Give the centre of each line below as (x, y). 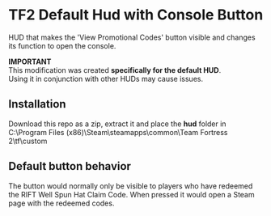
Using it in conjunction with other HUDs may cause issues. (106, 78)
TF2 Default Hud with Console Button (136, 15)
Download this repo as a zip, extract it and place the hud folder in (117, 124)
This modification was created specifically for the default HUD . (115, 70)
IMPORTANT (30, 61)
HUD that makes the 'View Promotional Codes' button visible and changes (132, 37)
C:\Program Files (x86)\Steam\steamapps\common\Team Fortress (118, 132)
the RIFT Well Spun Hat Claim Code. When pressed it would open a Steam (131, 194)
